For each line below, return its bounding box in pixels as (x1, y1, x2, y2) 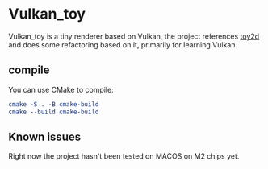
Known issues (8, 130, 82, 143)
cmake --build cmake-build (8, 108, 99, 116)
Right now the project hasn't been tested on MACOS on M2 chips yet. (8, 151, 240, 161)
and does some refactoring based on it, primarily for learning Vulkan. (8, 39, 238, 49)
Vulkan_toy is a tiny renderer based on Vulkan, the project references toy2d (8, 31, 260, 41)
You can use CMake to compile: (8, 84, 115, 94)
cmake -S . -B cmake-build (8, 100, 99, 109)
